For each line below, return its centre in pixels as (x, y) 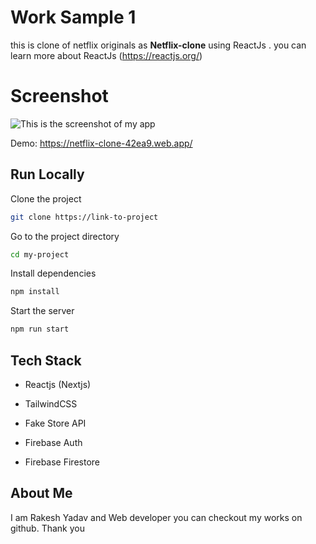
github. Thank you (47, 528)
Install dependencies (53, 273)
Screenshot (59, 96)
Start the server (42, 311)
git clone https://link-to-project (84, 217)
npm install (35, 292)
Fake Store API (55, 423)
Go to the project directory (65, 236)
